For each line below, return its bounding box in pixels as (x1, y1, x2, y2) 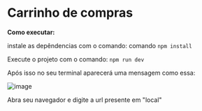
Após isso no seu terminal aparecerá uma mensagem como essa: (7, 68, 196, 77)
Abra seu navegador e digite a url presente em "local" (7, 96, 162, 104)
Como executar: (7, 28, 55, 36)
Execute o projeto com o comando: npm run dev (7, 54, 145, 64)
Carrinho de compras (7, 5, 134, 21)
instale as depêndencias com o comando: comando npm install (7, 41, 192, 50)
